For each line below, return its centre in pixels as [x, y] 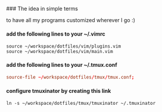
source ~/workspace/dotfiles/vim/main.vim [60, 52]
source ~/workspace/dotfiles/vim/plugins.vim [63, 46]
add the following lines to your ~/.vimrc [56, 34]
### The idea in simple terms [42, 9]
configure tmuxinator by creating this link [59, 91]
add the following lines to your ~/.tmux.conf [62, 64]
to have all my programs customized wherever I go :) [71, 20]
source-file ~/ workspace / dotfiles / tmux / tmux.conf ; [70, 77]
